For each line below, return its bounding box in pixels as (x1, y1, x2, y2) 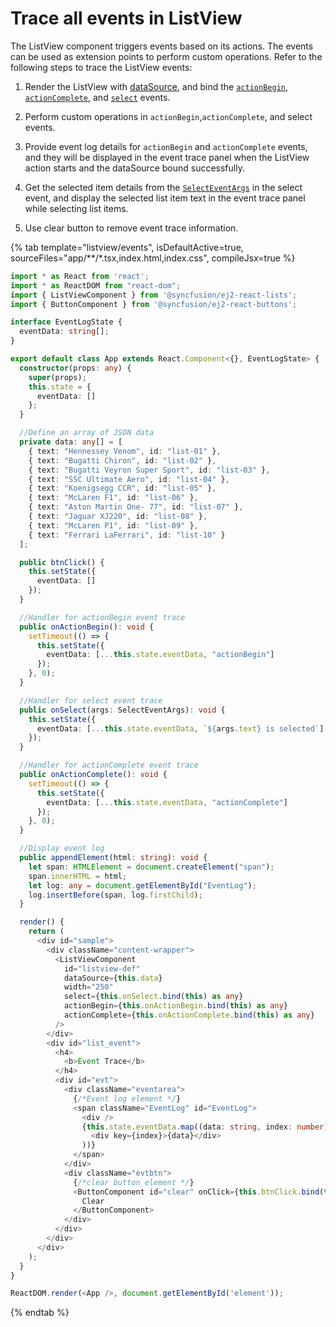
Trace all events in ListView (10, 7, 243, 30)
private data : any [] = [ (19, 437, 123, 447)
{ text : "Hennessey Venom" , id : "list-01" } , (28, 446, 222, 456)
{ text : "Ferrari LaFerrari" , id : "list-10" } (28, 530, 226, 540)
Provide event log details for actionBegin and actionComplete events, (24, 140, 308, 152)
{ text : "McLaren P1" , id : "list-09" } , (28, 520, 199, 531)
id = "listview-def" (63, 963, 141, 974)
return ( (28, 927, 65, 937)
